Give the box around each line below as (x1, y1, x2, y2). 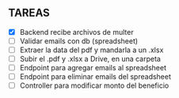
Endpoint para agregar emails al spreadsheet (19, 63, 167, 73)
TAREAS (8, 6, 50, 20)
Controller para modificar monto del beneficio (19, 81, 169, 90)
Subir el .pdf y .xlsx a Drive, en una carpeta (19, 55, 161, 63)
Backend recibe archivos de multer (19, 27, 134, 36)
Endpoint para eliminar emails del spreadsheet (19, 72, 172, 81)
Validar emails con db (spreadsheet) (19, 36, 139, 46)
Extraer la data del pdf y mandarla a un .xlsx (19, 45, 164, 55)
